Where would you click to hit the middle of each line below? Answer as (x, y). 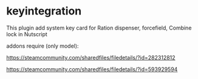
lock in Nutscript (27, 34)
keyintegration (44, 11)
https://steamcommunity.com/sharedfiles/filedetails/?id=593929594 (92, 69)
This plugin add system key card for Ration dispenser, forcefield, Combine (99, 28)
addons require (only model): (43, 46)
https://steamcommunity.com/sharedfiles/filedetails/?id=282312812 (91, 57)
